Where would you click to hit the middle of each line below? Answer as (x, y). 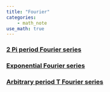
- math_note (32, 23)
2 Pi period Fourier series (44, 50)
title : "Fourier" (28, 12)
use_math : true (25, 29)
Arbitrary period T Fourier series (55, 82)
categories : (21, 17)
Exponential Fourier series (46, 66)
